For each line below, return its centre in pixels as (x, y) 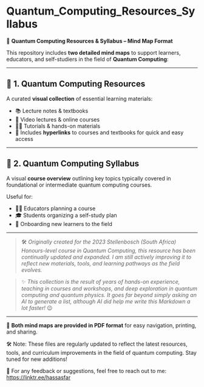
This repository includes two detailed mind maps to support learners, (93, 52)
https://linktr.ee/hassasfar (39, 377)
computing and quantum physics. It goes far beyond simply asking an (109, 295)
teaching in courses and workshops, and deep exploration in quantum (109, 288)
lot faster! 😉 (37, 307)
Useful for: (20, 196)
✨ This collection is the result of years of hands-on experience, (100, 281)
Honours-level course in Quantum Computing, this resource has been (108, 250)
